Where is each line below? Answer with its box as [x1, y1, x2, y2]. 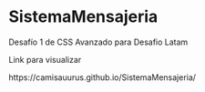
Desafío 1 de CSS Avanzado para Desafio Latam [8, 36, 189, 47]
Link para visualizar [8, 54, 82, 65]
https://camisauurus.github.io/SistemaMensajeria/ [8, 71, 197, 83]
